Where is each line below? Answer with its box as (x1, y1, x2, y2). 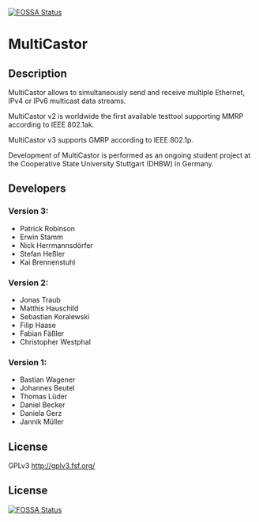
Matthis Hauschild (19, 303, 79, 313)
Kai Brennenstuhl (19, 257, 76, 267)
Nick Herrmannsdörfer (19, 240, 93, 250)
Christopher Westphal (19, 337, 91, 346)
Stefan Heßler (19, 249, 66, 258)
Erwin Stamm (19, 232, 63, 242)
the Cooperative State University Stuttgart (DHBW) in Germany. (8, 159, 215, 168)
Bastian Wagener (19, 375, 76, 384)
